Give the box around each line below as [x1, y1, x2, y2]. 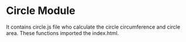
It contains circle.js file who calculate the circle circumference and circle [6, 23, 180, 30]
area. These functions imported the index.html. [6, 29, 119, 36]
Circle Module [6, 4, 75, 17]
